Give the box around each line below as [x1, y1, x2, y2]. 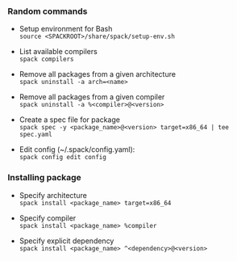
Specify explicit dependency [19, 236, 114, 246]
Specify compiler [19, 213, 77, 223]
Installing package [7, 172, 81, 183]
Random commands [7, 6, 88, 17]
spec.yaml [19, 131, 53, 139]
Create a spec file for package [19, 115, 120, 124]
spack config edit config [19, 154, 106, 162]
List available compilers [19, 47, 98, 57]
